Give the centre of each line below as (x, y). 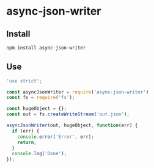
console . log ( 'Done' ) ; (39, 154)
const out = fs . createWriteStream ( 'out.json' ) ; (68, 114)
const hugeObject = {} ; (37, 109)
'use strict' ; (24, 81)
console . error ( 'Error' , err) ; (56, 137)
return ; (27, 142)
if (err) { (26, 131)
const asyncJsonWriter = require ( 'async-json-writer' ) (78, 92)
